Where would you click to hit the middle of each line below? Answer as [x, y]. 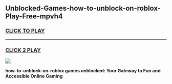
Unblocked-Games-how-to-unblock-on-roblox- [83, 8]
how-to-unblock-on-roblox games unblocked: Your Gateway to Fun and [83, 70]
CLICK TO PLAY [25, 31]
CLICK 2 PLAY [23, 50]
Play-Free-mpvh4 [34, 17]
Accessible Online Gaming [34, 76]
